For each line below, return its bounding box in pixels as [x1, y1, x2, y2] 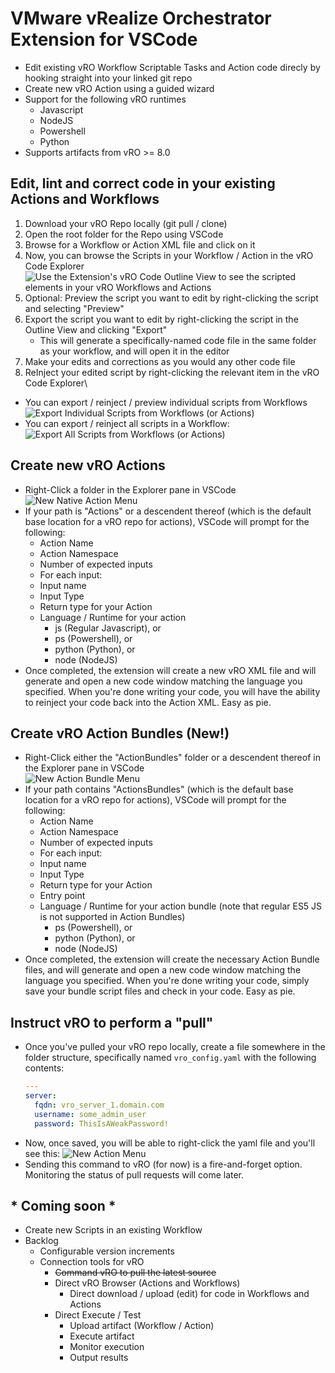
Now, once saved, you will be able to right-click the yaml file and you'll [24, 1137, 316, 1149]
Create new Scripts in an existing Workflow [24, 1224, 203, 1236]
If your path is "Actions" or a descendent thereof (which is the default [24, 505, 312, 517]
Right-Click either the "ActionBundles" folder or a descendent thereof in [24, 752, 321, 764]
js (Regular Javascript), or [54, 622, 162, 634]
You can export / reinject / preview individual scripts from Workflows [24, 396, 308, 408]
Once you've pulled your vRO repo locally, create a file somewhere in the [24, 1041, 326, 1053]
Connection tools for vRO [39, 1256, 145, 1268]
